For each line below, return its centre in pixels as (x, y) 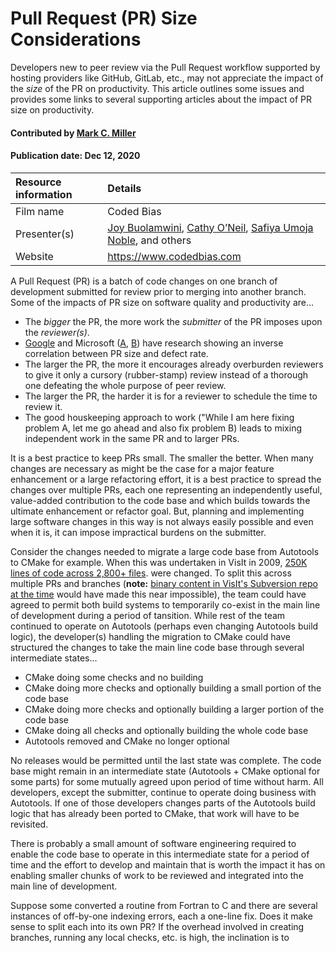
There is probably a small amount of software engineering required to (153, 843)
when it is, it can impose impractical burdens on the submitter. (138, 532)
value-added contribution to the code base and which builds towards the (160, 500)
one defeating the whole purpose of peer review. (125, 385)
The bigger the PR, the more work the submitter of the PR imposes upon (173, 321)
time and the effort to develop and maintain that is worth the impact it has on (168, 864)
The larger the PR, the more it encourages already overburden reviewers (174, 364)
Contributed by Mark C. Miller (73, 133)
